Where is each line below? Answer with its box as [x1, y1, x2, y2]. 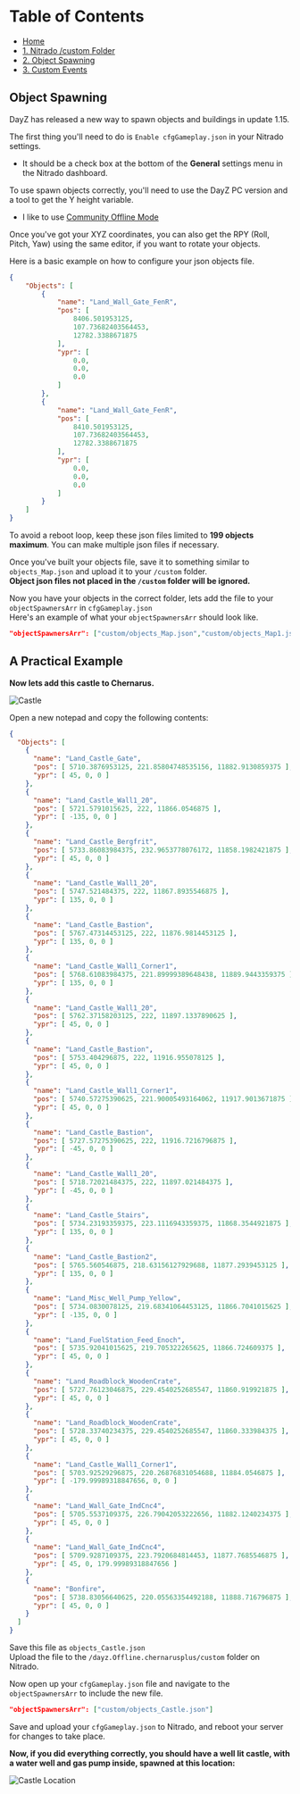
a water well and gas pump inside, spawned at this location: [9, 1757, 236, 1768]
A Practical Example [9, 654, 123, 669]
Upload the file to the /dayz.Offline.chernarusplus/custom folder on [9, 1652, 261, 1663]
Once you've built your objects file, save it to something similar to [9, 556, 250, 567]
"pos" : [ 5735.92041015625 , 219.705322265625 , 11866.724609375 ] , [32, 1344, 286, 1353]
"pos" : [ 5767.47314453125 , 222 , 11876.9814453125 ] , [32, 929, 238, 938]
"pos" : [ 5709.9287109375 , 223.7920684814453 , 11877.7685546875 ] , [32, 1551, 290, 1560]
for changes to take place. [9, 1731, 105, 1741]
